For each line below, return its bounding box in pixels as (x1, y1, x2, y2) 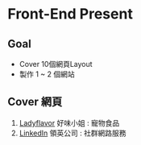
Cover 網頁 (7, 95, 63, 109)
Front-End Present (7, 5, 134, 23)
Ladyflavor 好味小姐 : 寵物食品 (19, 118, 120, 127)
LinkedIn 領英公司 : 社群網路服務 (19, 128, 126, 138)
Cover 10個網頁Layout (19, 60, 93, 68)
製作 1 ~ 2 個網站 (19, 69, 76, 79)
